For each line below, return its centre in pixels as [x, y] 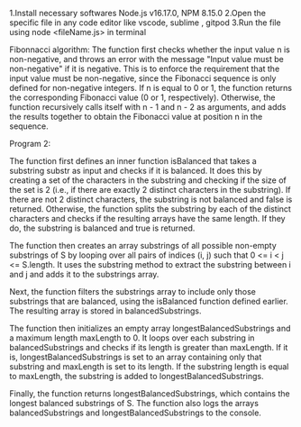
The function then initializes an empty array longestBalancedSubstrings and [150, 328]
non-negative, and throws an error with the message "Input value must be [146, 59]
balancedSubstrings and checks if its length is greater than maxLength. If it [149, 347]
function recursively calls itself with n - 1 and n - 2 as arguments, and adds [148, 107]
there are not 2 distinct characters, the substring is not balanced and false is [151, 199]
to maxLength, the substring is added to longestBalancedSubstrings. [137, 376]
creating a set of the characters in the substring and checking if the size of [148, 180]
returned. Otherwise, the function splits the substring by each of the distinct [150, 209]
